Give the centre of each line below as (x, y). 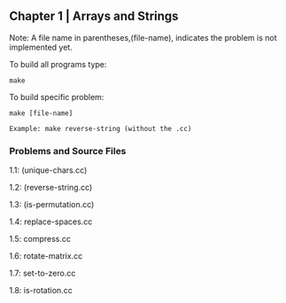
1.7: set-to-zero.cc (43, 273)
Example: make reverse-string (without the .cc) (100, 128)
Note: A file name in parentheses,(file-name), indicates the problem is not (143, 37)
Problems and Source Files (68, 151)
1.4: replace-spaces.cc (51, 221)
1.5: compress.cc (40, 239)
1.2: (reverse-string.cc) (51, 188)
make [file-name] (41, 113)
